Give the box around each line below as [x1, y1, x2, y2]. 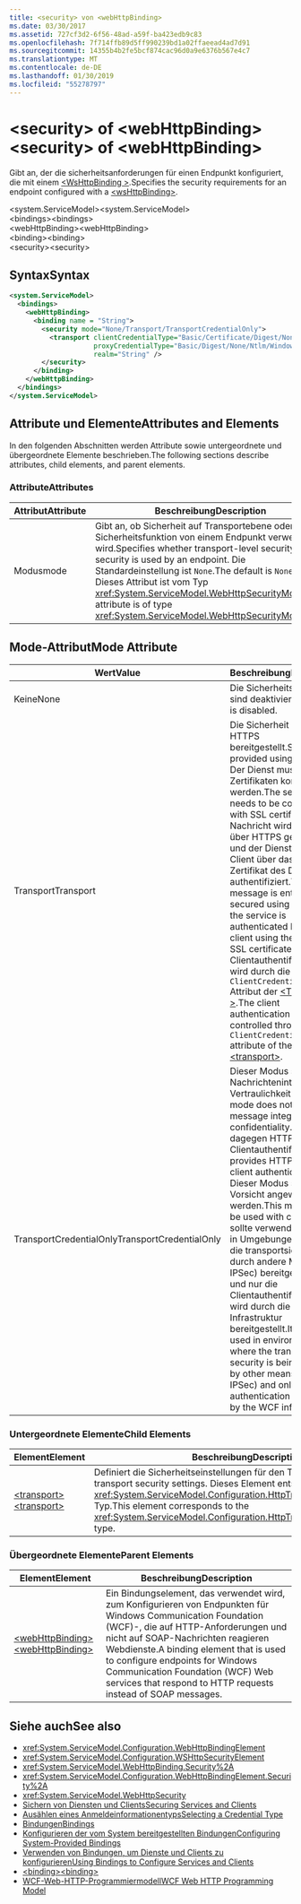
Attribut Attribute [13, 504, 87, 516]
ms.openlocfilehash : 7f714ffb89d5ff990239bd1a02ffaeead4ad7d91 [9, 38, 251, 48]
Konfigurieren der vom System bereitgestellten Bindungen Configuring [21, 1828, 280, 1839]
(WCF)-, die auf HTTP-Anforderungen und [106, 1621, 288, 1633]
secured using [229, 897, 290, 910]
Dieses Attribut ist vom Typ [95, 576, 209, 588]
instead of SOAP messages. [106, 1688, 223, 1701]
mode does [229, 1098, 278, 1111]
